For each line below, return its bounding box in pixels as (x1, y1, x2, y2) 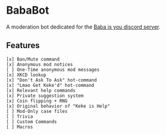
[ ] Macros (6, 124, 33, 130)
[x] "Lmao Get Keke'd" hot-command (6, 82, 95, 88)
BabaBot (6, 4, 49, 17)
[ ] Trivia (6, 114, 33, 120)
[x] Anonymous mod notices (6, 61, 73, 67)
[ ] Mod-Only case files (6, 108, 68, 114)
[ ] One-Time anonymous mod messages (6, 67, 100, 73)
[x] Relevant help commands (6, 87, 76, 93)
